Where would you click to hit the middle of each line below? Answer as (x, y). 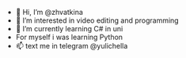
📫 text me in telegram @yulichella (72, 46)
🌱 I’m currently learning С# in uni (69, 29)
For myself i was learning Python (69, 37)
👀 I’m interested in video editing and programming (97, 20)
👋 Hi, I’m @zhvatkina (49, 12)
